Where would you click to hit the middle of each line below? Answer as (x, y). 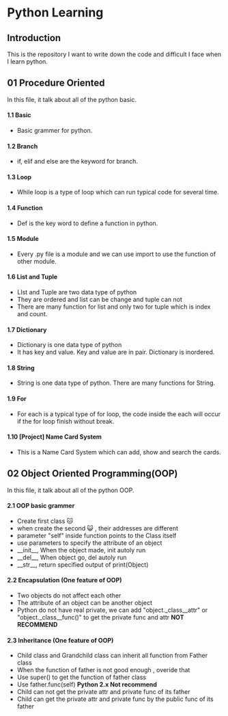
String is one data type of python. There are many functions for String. (116, 383)
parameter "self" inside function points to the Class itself (97, 535)
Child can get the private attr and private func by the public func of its (115, 699)
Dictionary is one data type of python (69, 345)
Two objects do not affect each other (69, 596)
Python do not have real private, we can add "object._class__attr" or (112, 610)
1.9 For (17, 399)
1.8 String (21, 368)
